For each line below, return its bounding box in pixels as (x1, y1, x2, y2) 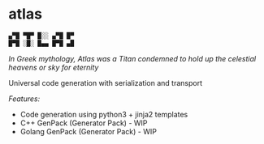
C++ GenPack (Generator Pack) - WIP (19, 118, 148, 128)
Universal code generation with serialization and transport (8, 78, 203, 87)
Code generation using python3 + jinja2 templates (19, 109, 188, 119)
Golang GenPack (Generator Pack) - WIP (19, 126, 157, 136)
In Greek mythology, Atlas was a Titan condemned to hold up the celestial (8, 53, 257, 63)
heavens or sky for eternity (8, 62, 99, 72)
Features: (8, 94, 41, 104)
